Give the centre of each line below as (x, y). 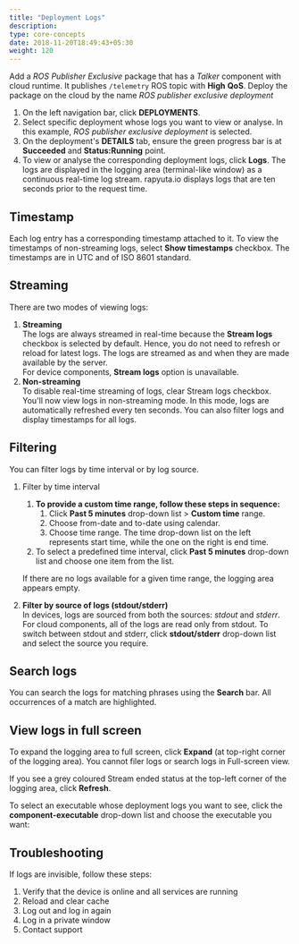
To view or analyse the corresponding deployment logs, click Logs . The (154, 160)
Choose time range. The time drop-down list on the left (150, 532)
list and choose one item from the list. (104, 561)
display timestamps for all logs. (79, 419)
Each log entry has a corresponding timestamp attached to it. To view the (144, 238)
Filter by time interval (61, 486)
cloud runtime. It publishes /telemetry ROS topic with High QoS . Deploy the (149, 86)
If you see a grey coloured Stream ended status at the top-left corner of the (148, 778)
